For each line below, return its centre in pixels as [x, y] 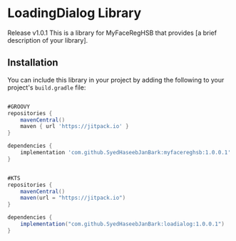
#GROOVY [19, 107]
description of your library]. [48, 40]
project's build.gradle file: [47, 87]
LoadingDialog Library [75, 13]
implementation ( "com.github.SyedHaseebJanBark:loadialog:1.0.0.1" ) [122, 224]
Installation [33, 63]
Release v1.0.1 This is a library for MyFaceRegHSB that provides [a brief [112, 33]
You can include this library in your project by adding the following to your [116, 80]
